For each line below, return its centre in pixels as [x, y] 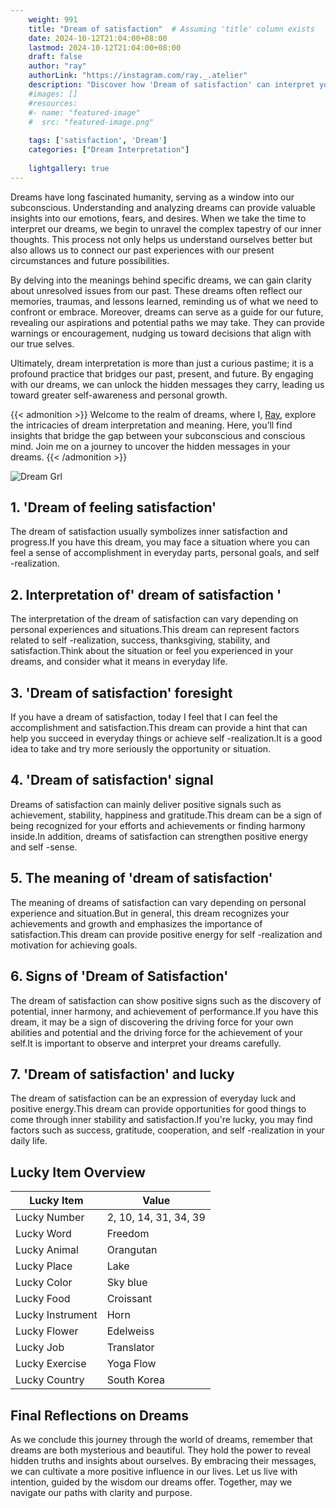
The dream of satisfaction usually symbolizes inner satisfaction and [149, 532]
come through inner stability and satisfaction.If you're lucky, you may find [161, 1120]
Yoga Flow [131, 1364]
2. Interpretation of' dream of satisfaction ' [146, 594]
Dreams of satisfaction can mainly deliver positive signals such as [146, 804]
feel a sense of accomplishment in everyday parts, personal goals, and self [165, 553]
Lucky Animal [47, 1250]
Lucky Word [43, 1234]
